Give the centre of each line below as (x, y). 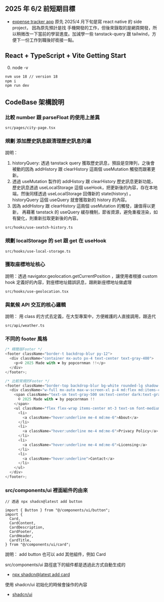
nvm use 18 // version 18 (31, 77)
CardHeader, (22, 536)
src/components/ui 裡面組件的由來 (46, 490)
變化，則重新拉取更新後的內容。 (49, 218)
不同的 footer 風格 (26, 339)
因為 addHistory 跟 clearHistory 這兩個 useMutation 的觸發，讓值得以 (82, 206)
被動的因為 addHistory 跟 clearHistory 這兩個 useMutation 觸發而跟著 (82, 169)
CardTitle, (20, 540)
